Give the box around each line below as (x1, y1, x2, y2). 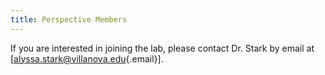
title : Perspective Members (10, 14, 128, 25)
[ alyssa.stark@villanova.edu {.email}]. (10, 52, 164, 65)
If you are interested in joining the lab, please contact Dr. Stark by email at (10, 42, 315, 54)
